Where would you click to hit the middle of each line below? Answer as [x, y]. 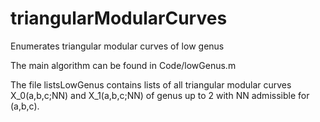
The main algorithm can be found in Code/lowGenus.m [123, 65]
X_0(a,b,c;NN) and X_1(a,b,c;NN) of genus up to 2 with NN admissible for [160, 95]
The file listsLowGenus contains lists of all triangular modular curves [151, 84]
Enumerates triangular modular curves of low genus [117, 46]
